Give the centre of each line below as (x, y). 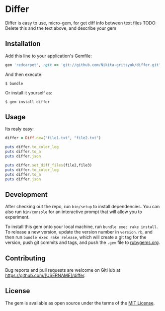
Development (27, 194)
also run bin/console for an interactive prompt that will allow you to (74, 212)
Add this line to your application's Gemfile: (48, 56)
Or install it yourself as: (29, 92)
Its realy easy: (19, 129)
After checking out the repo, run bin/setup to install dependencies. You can (82, 207)
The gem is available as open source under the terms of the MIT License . (80, 303)
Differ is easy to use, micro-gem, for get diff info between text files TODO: (81, 23)
